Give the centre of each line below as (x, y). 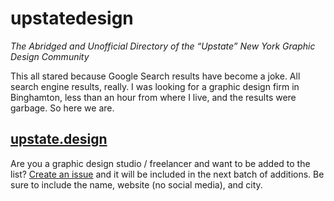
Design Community (50, 56)
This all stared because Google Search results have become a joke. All (155, 76)
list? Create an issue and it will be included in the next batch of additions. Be (167, 174)
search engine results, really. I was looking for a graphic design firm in (155, 86)
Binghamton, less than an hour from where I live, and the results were (153, 97)
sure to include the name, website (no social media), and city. (136, 184)
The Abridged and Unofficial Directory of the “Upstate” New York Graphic (163, 46)
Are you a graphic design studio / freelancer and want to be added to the (160, 163)
